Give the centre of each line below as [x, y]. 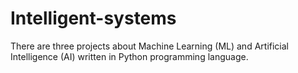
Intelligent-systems [93, 18]
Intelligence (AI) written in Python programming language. [129, 56]
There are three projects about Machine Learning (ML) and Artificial [149, 46]
